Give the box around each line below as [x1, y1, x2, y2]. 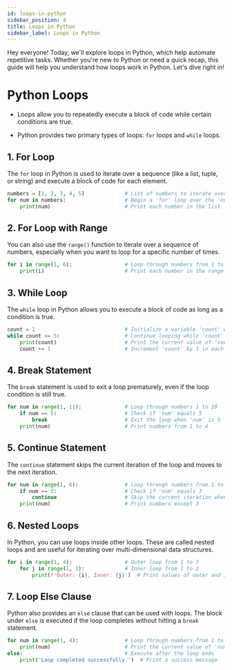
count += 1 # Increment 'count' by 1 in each [19, 345, 224, 352]
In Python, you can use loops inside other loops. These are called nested [7, 538, 215, 546]
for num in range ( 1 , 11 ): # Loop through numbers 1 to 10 [7, 404, 217, 410]
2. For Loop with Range [7, 222, 108, 234]
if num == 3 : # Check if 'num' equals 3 [19, 487, 202, 495]
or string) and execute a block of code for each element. [7, 177, 168, 185]
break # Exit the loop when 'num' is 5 [32, 417, 221, 424]
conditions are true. [17, 118, 73, 126]
